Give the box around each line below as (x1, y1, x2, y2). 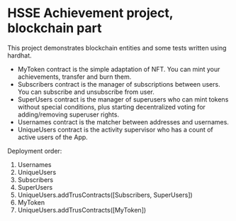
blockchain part (7, 20, 102, 36)
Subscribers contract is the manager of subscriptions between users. (17, 80, 221, 88)
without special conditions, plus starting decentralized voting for (17, 102, 206, 111)
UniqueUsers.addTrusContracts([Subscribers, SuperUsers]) (17, 190, 193, 199)
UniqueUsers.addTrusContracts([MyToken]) (17, 205, 147, 214)
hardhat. (7, 51, 32, 60)
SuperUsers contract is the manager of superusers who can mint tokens (17, 95, 229, 104)
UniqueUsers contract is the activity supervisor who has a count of (17, 125, 214, 134)
